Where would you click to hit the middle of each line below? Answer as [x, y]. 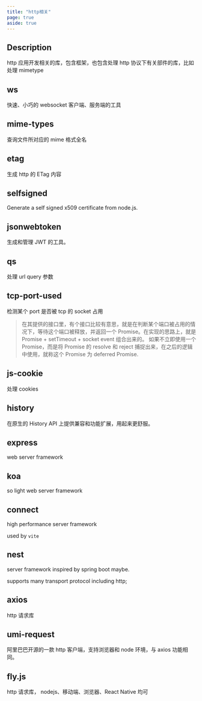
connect [23, 510]
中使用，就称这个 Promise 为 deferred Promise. [80, 354]
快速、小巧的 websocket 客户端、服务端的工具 [64, 105]
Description [29, 47]
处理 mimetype [25, 71]
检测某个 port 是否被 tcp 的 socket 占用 [55, 311]
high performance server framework [52, 524]
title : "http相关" [29, 12]
